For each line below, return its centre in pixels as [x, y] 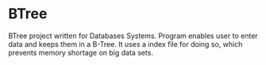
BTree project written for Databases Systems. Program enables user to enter [133, 36]
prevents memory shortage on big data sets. [81, 52]
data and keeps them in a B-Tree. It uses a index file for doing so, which [125, 44]
